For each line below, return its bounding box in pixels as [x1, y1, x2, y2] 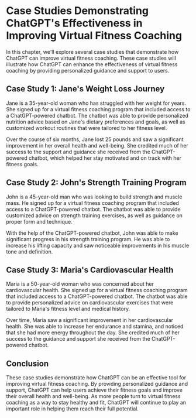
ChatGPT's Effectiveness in [6, 16, 143, 30]
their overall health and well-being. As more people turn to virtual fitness [6, 393, 181, 400]
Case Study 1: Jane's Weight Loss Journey [6, 84, 165, 94]
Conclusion [6, 358, 49, 368]
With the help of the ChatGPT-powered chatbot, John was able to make [6, 229, 178, 237]
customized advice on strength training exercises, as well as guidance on [6, 212, 183, 219]
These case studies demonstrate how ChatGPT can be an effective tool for [6, 374, 186, 381]
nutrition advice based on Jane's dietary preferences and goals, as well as [6, 118, 185, 125]
